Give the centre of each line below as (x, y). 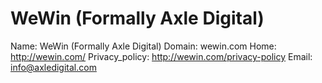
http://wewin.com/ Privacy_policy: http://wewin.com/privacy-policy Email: (161, 56)
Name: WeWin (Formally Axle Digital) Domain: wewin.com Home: (143, 46)
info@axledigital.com (53, 67)
